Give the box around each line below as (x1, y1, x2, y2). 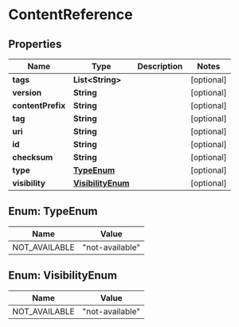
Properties (8, 37, 62, 51)
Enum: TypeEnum (8, 204, 98, 218)
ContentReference (8, 6, 133, 24)
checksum (12, 152, 53, 162)
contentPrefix (12, 100, 66, 111)
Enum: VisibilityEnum (8, 269, 118, 282)
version (12, 88, 42, 98)
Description (137, 61, 183, 72)
